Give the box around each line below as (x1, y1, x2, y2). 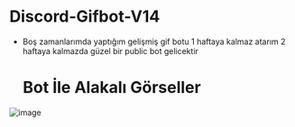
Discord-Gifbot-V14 (9, 6, 161, 27)
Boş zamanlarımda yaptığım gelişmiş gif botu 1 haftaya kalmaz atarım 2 (22, 36, 286, 47)
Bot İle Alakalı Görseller (22, 77, 201, 98)
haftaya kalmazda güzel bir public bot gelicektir (22, 45, 198, 56)
